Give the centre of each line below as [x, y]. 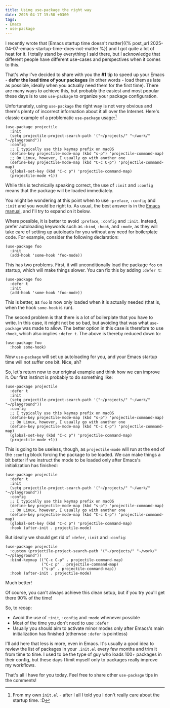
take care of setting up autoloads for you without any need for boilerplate [81, 232]
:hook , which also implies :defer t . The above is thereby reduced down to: [83, 333]
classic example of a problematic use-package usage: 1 [61, 117]
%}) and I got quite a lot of [127, 49]
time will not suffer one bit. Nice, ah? [44, 362]
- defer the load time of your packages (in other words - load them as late [83, 80]
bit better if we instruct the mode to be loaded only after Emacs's [73, 460]
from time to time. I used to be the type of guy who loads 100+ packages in [83, 654]
